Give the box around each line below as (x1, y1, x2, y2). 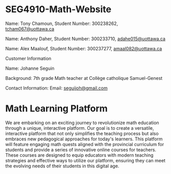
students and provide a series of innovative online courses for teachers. (5, 147, 157, 153)
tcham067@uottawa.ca (5, 25, 55, 32)
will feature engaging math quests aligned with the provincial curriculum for (5, 141, 164, 147)
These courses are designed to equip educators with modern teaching (5, 152, 154, 158)
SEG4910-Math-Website (5, 4, 111, 15)
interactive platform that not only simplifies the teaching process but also (5, 130, 159, 136)
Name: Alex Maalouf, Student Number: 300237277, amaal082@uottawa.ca (5, 45, 162, 51)
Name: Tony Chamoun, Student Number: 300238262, (5, 20, 118, 26)
